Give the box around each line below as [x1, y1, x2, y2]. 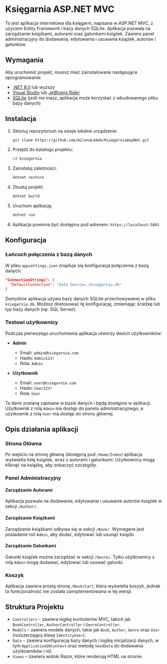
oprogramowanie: [5, 74, 41, 81]
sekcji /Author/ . [5, 503, 37, 509]
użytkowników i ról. [12, 648, 52, 654]
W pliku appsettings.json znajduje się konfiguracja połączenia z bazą [5, 262, 149, 268]
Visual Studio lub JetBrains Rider [12, 89, 80, 96]
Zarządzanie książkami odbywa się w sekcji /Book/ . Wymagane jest [5, 526, 144, 532]
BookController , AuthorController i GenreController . [12, 621, 121, 627]
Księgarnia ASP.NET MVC [5, 4, 115, 15]
